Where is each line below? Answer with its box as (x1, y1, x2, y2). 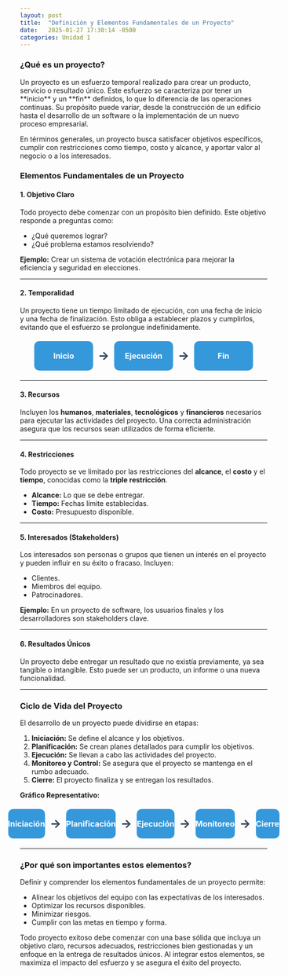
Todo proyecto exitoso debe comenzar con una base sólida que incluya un (20, 933, 261, 943)
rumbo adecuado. (31, 767, 89, 776)
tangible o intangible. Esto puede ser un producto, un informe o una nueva (20, 665, 261, 674)
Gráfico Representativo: (20, 790, 100, 800)
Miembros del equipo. (31, 582, 103, 592)
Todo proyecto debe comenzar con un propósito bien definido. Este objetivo (20, 207, 267, 217)
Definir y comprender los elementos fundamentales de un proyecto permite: (20, 878, 266, 887)
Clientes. (31, 574, 60, 583)
